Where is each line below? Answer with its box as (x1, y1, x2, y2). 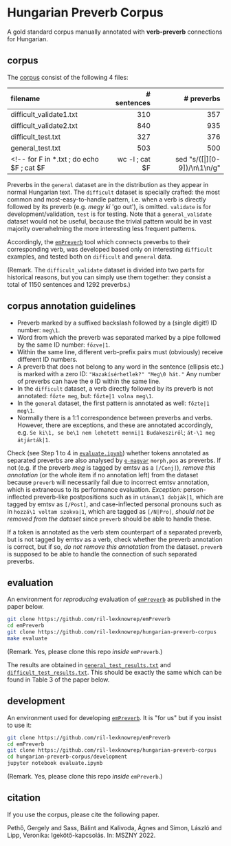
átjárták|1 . (16, 435, 50, 444)
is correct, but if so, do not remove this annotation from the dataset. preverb (7, 542, 223, 551)
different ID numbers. (16, 355, 78, 363)
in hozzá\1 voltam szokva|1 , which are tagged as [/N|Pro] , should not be (7, 507, 214, 515)
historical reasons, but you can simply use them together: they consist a (7, 273, 211, 281)
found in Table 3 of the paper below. (7, 675, 110, 684)
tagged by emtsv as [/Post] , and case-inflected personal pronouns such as (7, 500, 222, 508)
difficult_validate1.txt (10, 109, 78, 119)
